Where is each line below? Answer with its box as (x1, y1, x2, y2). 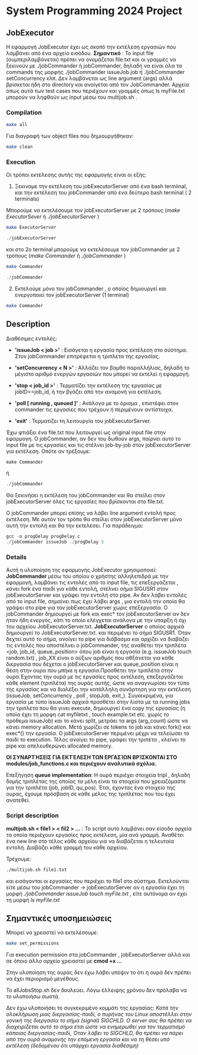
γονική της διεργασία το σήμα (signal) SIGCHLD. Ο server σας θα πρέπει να (6, 1017, 192, 1024)
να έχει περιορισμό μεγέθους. (6, 975, 80, 982)
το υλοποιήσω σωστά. (6, 993, 60, 1000)
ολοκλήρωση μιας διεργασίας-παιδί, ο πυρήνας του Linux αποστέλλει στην (6, 1011, 192, 1018)
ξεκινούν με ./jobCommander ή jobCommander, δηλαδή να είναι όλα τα (6, 62, 183, 69)
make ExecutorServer (6, 225, 57, 231)
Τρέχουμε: (6, 855, 31, 862)
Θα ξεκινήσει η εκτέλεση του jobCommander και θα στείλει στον (6, 492, 166, 499)
